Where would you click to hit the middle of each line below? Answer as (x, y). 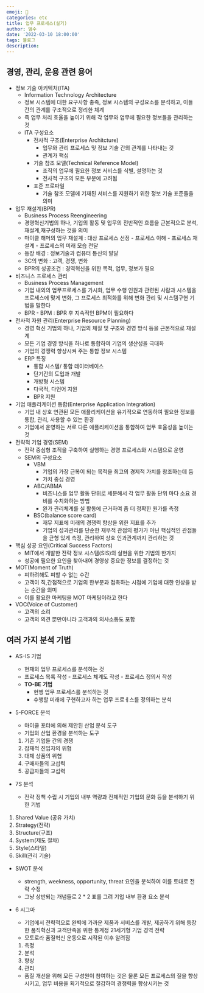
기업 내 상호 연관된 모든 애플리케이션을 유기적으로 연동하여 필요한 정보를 (110, 412)
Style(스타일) (31, 847)
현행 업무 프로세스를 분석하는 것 (71, 692)
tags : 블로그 (21, 40)
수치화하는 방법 (72, 500)
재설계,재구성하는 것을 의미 (56, 230)
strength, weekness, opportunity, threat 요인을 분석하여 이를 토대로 (106, 881)
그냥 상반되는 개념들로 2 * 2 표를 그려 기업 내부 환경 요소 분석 (97, 896)
